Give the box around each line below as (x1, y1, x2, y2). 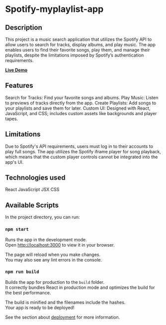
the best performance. (5, 289, 51, 296)
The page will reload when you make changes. (5, 252, 101, 258)
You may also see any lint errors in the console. (5, 257, 102, 262)
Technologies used (5, 174, 66, 182)
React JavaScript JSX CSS (5, 187, 60, 193)
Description (5, 23, 42, 32)
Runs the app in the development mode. (5, 237, 87, 243)
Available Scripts (5, 201, 59, 209)
